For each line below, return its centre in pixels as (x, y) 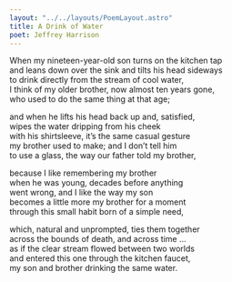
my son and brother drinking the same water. (94, 268)
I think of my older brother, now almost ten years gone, (112, 90)
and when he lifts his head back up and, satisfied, (102, 117)
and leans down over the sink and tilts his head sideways (116, 70)
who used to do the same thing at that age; (90, 99)
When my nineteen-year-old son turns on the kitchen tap (116, 61)
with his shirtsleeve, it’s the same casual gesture (100, 136)
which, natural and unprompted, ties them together (105, 229)
